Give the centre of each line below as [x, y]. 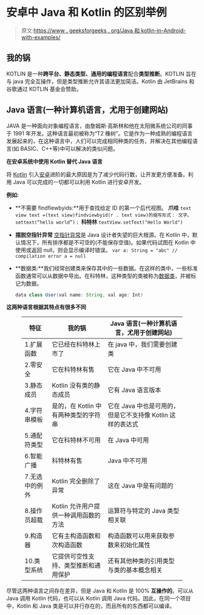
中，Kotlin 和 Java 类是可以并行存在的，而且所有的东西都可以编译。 [90, 606]
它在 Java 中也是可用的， [144, 406]
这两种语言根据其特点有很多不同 [46, 307]
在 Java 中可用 [128, 440]
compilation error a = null [50, 256]
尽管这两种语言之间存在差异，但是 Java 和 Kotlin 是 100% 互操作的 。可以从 [100, 591]
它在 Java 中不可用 [134, 369]
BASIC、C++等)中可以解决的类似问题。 [69, 148]
